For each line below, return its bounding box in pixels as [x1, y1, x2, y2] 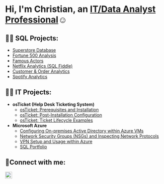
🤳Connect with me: [5, 158, 66, 167]
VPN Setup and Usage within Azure [19, 138, 93, 144]
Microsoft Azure [12, 122, 47, 128]
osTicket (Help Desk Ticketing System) [12, 101, 95, 107]
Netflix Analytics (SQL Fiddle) [12, 63, 73, 69]
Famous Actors [12, 58, 44, 63]
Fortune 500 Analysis [12, 52, 56, 58]
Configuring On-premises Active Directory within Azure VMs [19, 128, 144, 134]
